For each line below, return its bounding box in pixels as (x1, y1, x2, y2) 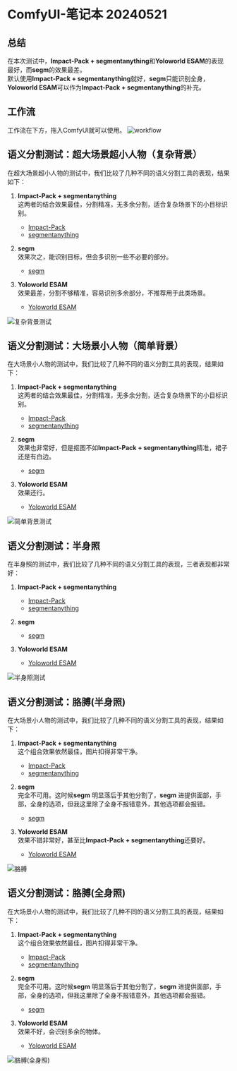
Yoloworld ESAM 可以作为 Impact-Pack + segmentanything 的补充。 (7, 83, 206, 92)
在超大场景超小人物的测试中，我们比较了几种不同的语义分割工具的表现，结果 (7, 169, 230, 177)
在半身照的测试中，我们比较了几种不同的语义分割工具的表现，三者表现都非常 (7, 560, 230, 569)
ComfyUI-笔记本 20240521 (7, 6, 168, 23)
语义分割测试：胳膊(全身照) (7, 887, 126, 900)
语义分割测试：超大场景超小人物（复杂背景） (7, 149, 202, 161)
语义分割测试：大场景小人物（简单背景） (7, 340, 183, 352)
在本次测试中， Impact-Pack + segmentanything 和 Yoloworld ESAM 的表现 (7, 57, 224, 65)
